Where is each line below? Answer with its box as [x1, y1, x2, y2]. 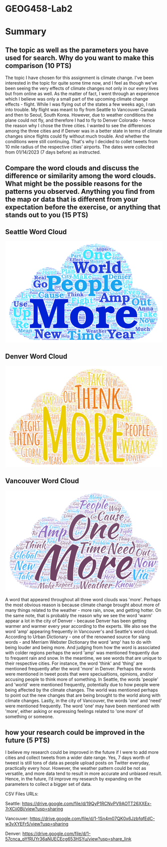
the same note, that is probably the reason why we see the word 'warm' [5, 613, 153, 619]
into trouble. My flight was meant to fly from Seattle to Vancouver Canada [5, 107, 157, 113]
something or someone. [5, 714, 54, 720]
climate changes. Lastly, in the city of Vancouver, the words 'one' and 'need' [5, 698, 162, 704]
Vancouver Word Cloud [5, 477, 79, 486]
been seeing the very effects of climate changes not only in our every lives [5, 86, 159, 92]
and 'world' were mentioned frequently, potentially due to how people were [5, 682, 160, 688]
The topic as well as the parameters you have [5, 46, 149, 54]
